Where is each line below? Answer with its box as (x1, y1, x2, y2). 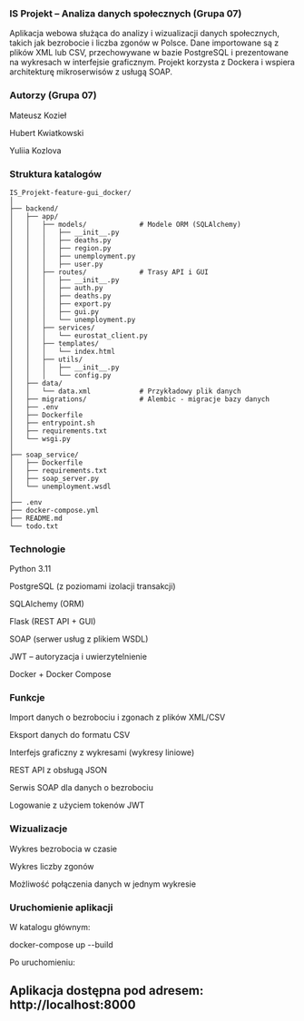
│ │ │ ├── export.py (9, 299, 112, 309)
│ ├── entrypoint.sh (9, 418, 95, 427)
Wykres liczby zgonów (9, 860, 94, 871)
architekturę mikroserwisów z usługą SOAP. (9, 66, 173, 77)
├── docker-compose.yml (9, 506, 100, 515)
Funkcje (9, 692, 45, 704)
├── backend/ (9, 203, 59, 213)
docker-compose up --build (9, 939, 113, 950)
